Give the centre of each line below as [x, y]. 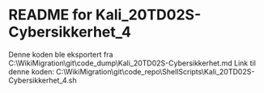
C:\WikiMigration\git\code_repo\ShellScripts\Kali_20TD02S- [155, 71]
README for [51, 15]
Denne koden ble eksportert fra [61, 54]
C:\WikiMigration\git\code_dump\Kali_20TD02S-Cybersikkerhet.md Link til [132, 63]
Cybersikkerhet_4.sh [43, 80]
